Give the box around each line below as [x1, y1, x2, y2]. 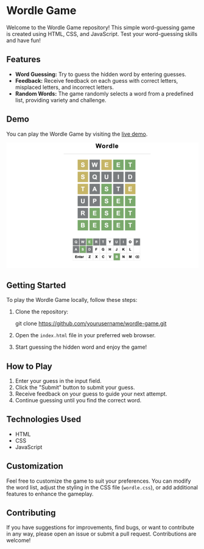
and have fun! [6, 37, 41, 44]
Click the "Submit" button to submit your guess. [15, 383, 135, 391]
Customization [6, 461, 64, 472]
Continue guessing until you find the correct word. [15, 396, 142, 404]
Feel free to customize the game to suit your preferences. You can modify [6, 477, 191, 484]
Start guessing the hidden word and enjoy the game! [15, 343, 147, 351]
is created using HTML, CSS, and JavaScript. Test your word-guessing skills [6, 30, 198, 37]
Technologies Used [6, 414, 81, 425]
